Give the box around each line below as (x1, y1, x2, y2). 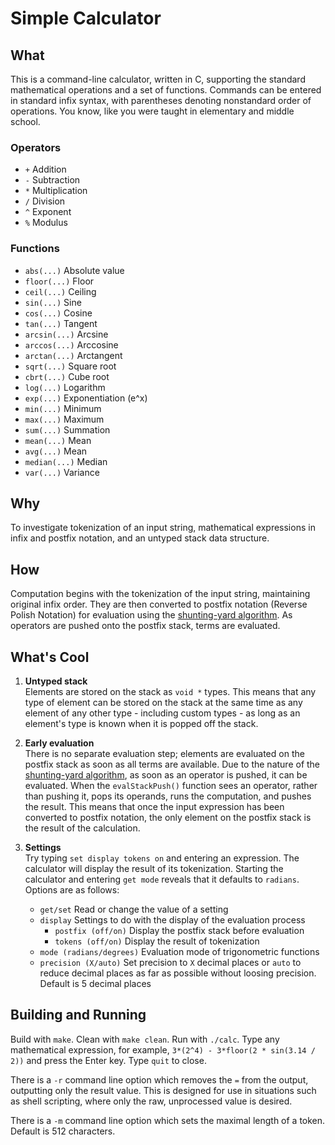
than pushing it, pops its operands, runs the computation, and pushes (24, 790, 312, 802)
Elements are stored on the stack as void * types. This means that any (24, 686, 317, 698)
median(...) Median (24, 455, 108, 467)
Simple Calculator (10, 7, 162, 30)
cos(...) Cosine (24, 307, 93, 319)
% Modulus (24, 217, 68, 229)
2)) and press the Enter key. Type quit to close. (10, 1054, 207, 1066)
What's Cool (10, 648, 90, 666)
